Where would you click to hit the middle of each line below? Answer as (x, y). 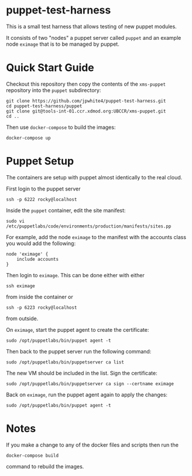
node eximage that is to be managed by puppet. (63, 44)
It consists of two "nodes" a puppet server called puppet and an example (94, 38)
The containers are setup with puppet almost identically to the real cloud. (94, 177)
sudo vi (16, 221)
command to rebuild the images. (45, 466)
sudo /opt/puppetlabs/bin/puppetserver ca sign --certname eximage (90, 384)
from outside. (22, 318)
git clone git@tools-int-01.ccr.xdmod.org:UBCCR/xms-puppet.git (86, 111)
